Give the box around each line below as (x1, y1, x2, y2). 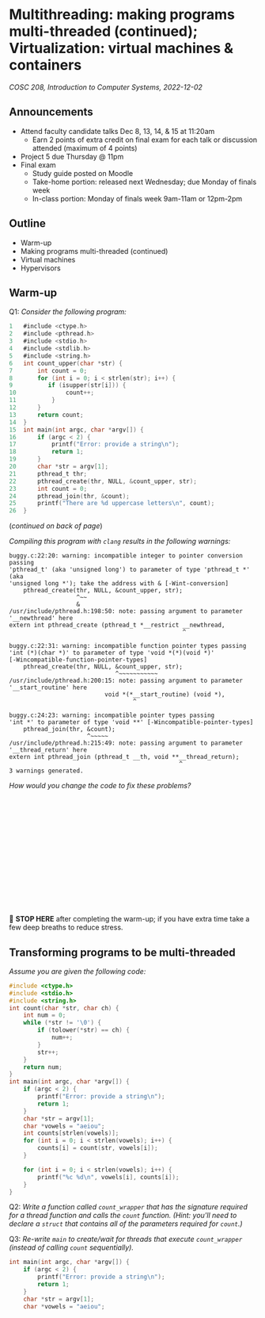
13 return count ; (9, 411, 84, 419)
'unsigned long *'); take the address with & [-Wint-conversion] (9, 580, 229, 588)
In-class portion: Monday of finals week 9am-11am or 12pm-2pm (32, 193, 243, 203)
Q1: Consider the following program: (9, 307, 127, 316)
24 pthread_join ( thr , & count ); (9, 492, 130, 500)
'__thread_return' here (9, 746, 88, 754)
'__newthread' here (9, 615, 74, 623)
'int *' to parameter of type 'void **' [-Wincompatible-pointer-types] (9, 718, 254, 726)
